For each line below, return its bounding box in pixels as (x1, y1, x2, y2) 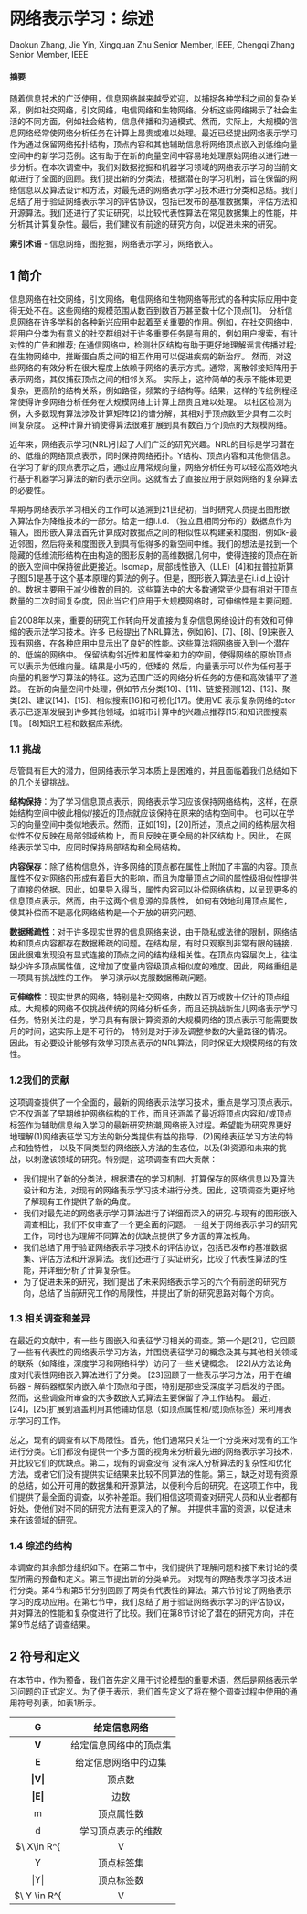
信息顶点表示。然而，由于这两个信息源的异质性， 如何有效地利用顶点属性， (9, 895, 292, 906)
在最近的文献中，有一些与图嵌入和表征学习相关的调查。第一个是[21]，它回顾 (9, 1334, 296, 1345)
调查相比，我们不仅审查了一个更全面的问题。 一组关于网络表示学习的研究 (22, 1218, 298, 1230)
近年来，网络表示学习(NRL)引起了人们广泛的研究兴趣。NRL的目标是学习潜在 (9, 438, 295, 449)
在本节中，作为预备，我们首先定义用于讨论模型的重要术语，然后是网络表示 (9, 1674, 290, 1685)
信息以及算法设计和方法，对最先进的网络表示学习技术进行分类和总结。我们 (16, 185, 298, 196)
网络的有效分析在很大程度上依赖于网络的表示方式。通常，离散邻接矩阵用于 (16, 362, 298, 373)
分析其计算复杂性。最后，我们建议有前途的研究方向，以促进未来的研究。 (9, 219, 281, 230)
